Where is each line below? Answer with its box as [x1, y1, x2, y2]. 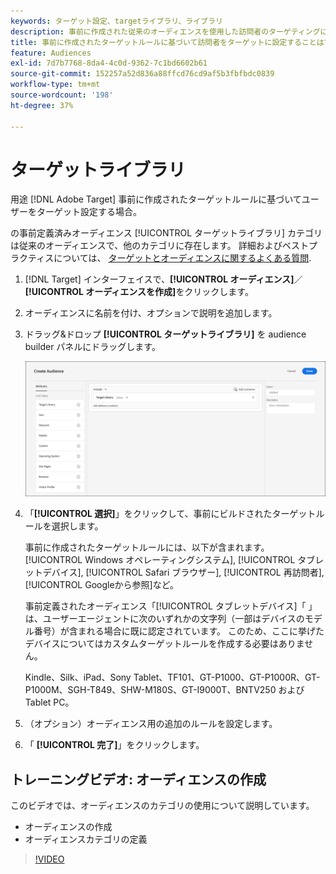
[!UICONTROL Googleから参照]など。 [24, 579, 179, 591]
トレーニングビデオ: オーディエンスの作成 [10, 771, 267, 788]
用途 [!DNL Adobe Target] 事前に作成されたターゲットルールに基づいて [10, 193, 302, 205]
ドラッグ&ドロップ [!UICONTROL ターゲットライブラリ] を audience [24, 328, 307, 340]
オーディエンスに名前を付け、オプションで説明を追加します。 [24, 307, 278, 319]
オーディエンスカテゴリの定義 [24, 833, 148, 845]
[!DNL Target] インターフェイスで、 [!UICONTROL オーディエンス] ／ [24, 273, 303, 285]
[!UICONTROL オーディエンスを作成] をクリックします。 [24, 286, 254, 298]
